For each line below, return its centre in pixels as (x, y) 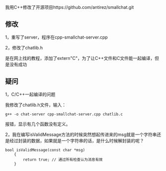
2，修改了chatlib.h (24, 47)
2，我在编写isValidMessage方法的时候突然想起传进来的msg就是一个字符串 (81, 134)
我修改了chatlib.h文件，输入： (36, 105)
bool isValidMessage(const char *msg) (45, 150)
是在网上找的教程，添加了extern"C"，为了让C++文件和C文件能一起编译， (80, 58)
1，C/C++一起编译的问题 (30, 94)
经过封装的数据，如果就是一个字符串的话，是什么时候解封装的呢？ (77, 140)
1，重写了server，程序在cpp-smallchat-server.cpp (56, 37)
